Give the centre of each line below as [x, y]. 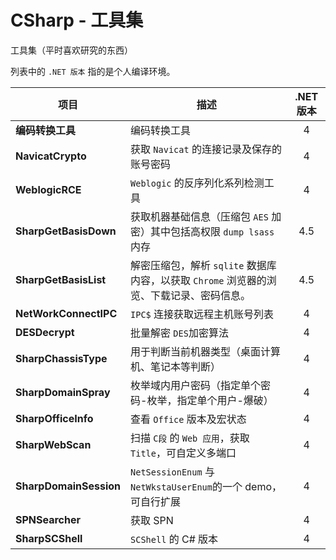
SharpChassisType [61, 358]
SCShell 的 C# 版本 [174, 539]
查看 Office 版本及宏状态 [188, 419]
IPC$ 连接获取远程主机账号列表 [202, 314]
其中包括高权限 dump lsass [212, 231]
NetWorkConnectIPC [66, 313]
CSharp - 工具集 [77, 20]
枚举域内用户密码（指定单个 [196, 385]
